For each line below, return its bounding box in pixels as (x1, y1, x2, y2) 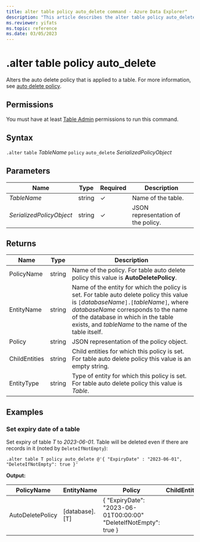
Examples (6, 407, 43, 417)
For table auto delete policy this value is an (71, 355, 192, 363)
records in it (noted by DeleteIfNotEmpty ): (6, 445, 108, 451)
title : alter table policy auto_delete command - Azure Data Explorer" (6, 8, 187, 15)
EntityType (9, 379, 39, 388)
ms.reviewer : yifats (6, 20, 58, 26)
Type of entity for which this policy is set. (71, 372, 187, 380)
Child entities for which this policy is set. (71, 347, 185, 356)
